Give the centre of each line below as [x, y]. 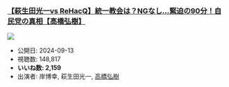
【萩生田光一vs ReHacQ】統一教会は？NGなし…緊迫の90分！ [111, 10]
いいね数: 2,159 [39, 68]
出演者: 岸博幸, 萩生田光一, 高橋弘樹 [68, 77]
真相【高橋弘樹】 [57, 21]
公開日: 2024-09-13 [45, 50]
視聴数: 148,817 [39, 59]
